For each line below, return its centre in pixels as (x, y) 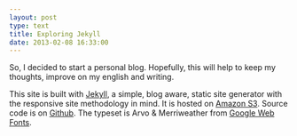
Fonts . (21, 123)
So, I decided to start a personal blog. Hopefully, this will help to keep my (143, 68)
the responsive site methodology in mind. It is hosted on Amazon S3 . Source (148, 104)
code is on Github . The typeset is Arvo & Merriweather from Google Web (142, 113)
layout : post (33, 17)
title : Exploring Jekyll (55, 34)
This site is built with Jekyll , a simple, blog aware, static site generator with (145, 94)
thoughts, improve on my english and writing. (92, 77)
